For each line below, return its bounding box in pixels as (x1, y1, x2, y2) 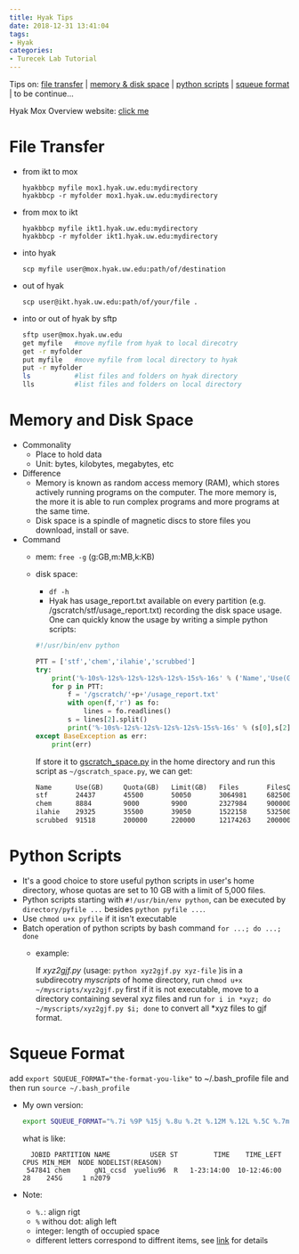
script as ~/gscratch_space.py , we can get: (35, 765, 193, 776)
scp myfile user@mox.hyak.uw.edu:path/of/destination (21, 265, 226, 273)
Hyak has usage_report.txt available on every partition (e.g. (48, 596, 266, 606)
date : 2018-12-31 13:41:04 (9, 21, 109, 30)
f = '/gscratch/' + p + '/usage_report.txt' (67, 690, 220, 699)
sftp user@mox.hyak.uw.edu (21, 330, 123, 339)
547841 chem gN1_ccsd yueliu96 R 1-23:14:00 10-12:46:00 (26, 1166, 282, 1175)
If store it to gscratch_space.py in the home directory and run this (35, 756, 276, 767)
